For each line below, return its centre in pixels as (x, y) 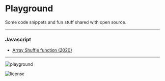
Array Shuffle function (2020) (42, 50)
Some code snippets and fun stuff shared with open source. (66, 22)
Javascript (18, 39)
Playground (29, 9)
